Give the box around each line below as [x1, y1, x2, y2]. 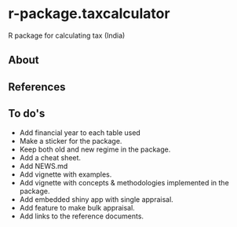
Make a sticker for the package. [19, 136, 122, 145]
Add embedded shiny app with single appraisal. [19, 194, 174, 204]
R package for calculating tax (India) [8, 31, 126, 40]
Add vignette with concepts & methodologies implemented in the [19, 178, 229, 187]
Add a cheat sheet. [19, 152, 81, 162]
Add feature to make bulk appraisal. [19, 203, 135, 212]
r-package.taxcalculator [8, 5, 170, 23]
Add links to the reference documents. [19, 211, 144, 221]
